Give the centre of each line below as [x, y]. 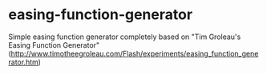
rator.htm [23, 62]
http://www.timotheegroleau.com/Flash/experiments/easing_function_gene [135, 53]
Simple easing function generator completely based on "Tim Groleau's [125, 37]
